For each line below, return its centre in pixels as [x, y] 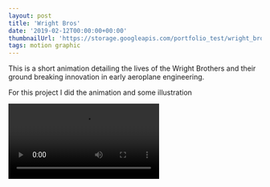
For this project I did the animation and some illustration [100, 92]
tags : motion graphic [45, 46]
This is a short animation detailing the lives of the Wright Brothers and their [132, 68]
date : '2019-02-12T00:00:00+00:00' [68, 30]
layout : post [30, 16]
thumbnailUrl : [32, 38]
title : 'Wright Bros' [45, 23]
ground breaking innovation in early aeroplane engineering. [106, 77]
